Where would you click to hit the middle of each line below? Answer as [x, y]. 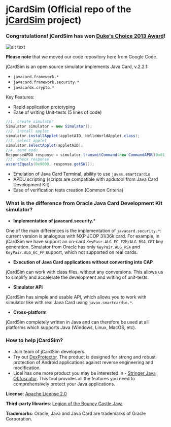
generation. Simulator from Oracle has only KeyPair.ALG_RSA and [73, 247]
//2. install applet [28, 131]
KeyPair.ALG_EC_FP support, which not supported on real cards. [72, 252]
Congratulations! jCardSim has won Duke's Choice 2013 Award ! [86, 36]
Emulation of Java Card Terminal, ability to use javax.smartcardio [82, 174]
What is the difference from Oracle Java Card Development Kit [84, 203]
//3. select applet [26, 141]
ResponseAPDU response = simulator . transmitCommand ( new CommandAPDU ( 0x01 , [87, 155]
